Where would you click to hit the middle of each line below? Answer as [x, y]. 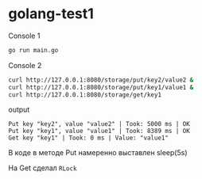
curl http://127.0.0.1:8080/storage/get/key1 [85, 95]
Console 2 [25, 65]
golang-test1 [51, 14]
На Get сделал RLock [43, 168]
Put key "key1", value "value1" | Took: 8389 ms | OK [99, 131]
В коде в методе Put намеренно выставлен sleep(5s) [98, 153]
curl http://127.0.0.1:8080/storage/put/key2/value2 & [101, 80]
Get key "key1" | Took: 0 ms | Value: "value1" [89, 138]
